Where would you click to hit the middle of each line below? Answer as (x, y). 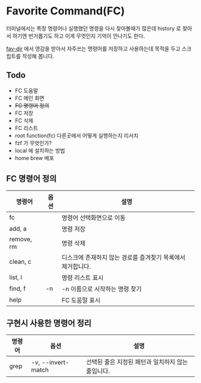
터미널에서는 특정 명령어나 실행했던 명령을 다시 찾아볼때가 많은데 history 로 (94, 28)
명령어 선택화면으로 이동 (94, 218)
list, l (16, 277)
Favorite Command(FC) (66, 11)
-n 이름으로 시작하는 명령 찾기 (102, 289)
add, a (18, 228)
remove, (21, 239)
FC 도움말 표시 (81, 300)
